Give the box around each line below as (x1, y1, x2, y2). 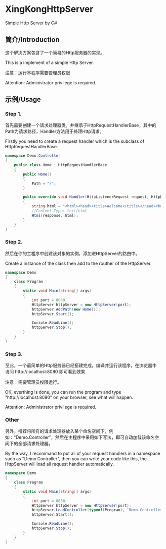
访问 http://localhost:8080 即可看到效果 (5, 368, 85, 375)
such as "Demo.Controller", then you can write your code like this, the (5, 456, 147, 462)
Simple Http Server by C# (5, 20, 57, 26)
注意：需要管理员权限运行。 (5, 379, 62, 385)
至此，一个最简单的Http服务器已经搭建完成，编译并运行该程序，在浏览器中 (5, 363, 157, 368)
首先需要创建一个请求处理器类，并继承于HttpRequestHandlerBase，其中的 (5, 122, 157, 128)
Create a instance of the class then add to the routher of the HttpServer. (5, 260, 152, 266)
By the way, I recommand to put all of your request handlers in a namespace (5, 450, 161, 457)
